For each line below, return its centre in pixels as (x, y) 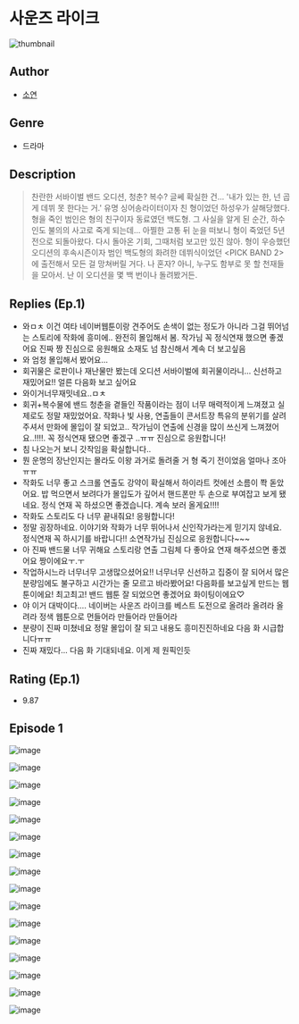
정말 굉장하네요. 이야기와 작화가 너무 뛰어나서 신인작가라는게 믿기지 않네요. (152, 527)
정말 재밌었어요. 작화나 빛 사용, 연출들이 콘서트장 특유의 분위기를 (158, 415)
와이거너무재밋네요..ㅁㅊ (64, 393)
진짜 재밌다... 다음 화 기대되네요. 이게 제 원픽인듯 (107, 650)
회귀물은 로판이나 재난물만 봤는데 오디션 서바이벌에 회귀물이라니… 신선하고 (152, 371)
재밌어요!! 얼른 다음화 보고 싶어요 (79, 382)
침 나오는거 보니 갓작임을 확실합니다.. (87, 449)
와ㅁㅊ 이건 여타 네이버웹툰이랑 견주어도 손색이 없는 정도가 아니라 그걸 (144, 326)
